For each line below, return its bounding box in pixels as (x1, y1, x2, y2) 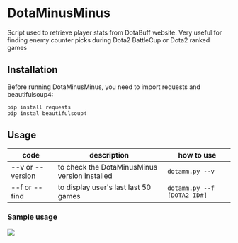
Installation (7, 64, 58, 76)
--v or (11, 162, 33, 172)
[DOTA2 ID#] (167, 191, 208, 199)
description (89, 150, 130, 160)
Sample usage (7, 212, 58, 222)
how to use (178, 150, 217, 160)
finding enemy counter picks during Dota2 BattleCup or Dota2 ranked (7, 35, 210, 44)
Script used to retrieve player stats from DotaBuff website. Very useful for (7, 28, 222, 37)
